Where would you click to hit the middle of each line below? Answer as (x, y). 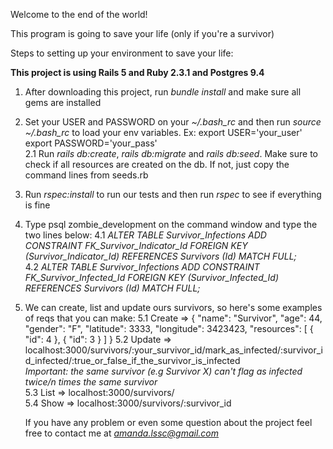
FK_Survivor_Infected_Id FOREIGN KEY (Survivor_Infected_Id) (152, 277)
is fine (37, 205)
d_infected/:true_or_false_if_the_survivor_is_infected (132, 360)
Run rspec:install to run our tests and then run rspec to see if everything (173, 194)
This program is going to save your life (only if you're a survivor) (142, 33)
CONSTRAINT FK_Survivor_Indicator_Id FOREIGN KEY (136, 245)
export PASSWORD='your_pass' (91, 143)
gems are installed (63, 102)
